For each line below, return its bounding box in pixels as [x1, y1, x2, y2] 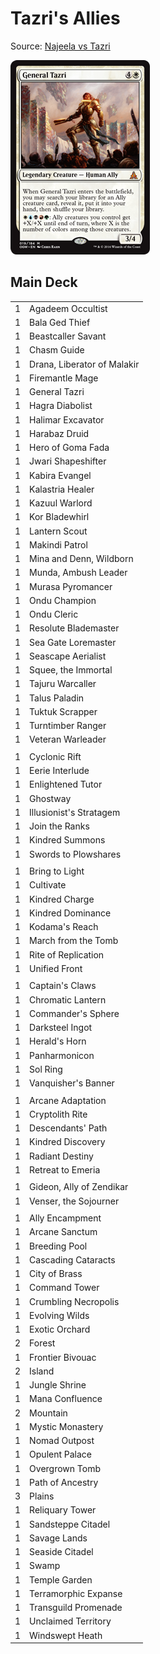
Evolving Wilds [29, 1309, 90, 1321]
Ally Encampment [29, 1212, 102, 1224]
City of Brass [29, 1268, 83, 1279]
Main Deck [10, 274, 78, 291]
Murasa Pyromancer [29, 580, 113, 592]
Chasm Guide [29, 344, 85, 356]
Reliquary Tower [29, 1504, 97, 1516]
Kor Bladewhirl [29, 511, 90, 523]
